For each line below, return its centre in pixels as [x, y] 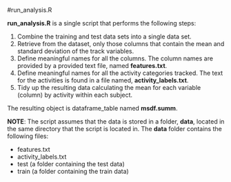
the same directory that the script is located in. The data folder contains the [114, 129]
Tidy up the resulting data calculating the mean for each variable [109, 88]
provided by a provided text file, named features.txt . [92, 66]
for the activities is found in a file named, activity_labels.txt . [103, 80]
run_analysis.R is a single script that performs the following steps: [102, 23]
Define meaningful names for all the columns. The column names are [115, 58]
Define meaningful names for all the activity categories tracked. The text [120, 73]
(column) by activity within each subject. [75, 95]
